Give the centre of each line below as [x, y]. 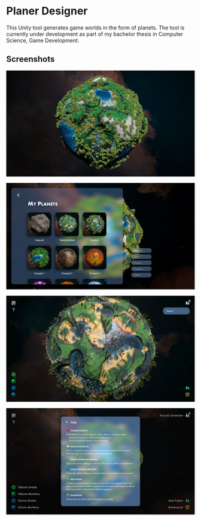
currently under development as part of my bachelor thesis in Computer [95, 34]
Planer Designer [47, 11]
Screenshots [31, 59]
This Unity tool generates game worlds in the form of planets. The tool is [95, 28]
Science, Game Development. [43, 40]
